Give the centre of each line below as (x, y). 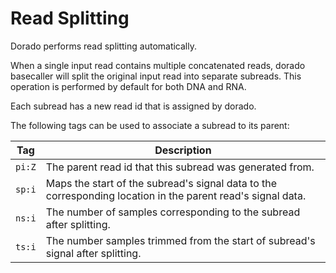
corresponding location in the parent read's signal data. (176, 195)
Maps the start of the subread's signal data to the (161, 183)
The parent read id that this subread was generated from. (180, 167)
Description (183, 150)
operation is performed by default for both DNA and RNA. (128, 86)
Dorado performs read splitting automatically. (104, 46)
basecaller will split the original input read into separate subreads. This (156, 76)
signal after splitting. (93, 253)
